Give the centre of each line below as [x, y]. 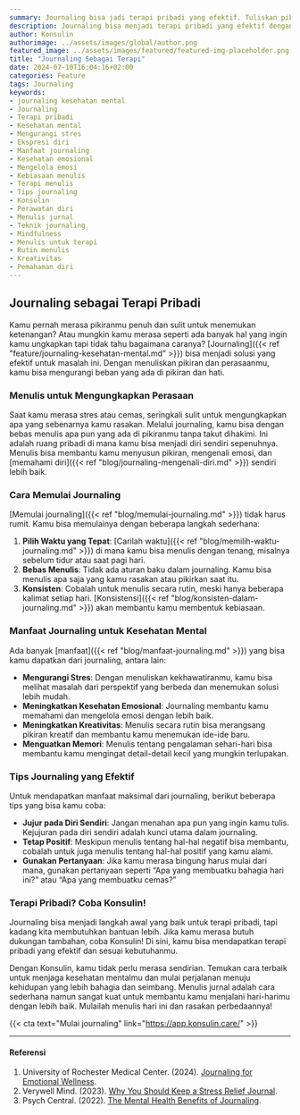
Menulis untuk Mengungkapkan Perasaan [102, 395]
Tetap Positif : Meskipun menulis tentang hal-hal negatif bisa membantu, [155, 841]
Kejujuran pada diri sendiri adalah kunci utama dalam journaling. [140, 832]
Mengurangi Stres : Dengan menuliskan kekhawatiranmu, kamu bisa [147, 677]
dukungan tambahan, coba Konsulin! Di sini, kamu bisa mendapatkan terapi [148, 942]
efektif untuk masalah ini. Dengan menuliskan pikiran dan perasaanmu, [139, 362]
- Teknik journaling [48, 225]
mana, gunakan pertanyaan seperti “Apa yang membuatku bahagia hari [153, 870]
